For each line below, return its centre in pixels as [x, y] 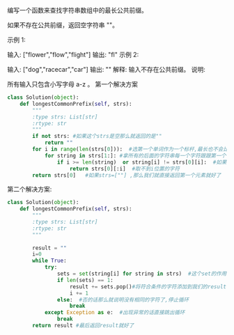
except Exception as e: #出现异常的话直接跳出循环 [115, 313]
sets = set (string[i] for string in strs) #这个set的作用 [142, 274]
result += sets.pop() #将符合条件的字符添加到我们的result [148, 287]
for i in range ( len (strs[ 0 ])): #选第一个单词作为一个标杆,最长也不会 [128, 149]
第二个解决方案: [30, 189]
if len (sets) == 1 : [85, 280]
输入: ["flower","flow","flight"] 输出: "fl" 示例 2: [73, 55]
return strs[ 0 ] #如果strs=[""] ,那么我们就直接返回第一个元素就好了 [127, 175]
